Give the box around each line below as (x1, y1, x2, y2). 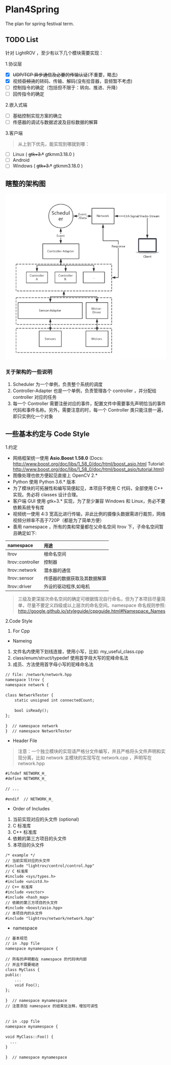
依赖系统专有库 (12, 505, 44, 511)
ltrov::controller (7, 558, 40, 565)
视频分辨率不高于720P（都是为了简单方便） (12, 517, 105, 524)
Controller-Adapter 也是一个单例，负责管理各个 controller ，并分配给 (12, 388, 157, 394)
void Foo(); (14, 982, 40, 987)
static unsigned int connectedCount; (14, 698, 95, 703)
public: (5, 972, 22, 977)
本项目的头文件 (12, 842, 44, 848)
